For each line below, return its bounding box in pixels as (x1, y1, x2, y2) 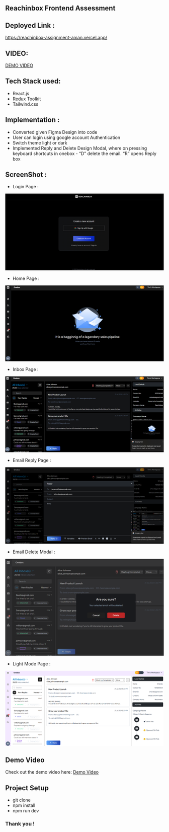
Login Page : (12, 184, 39, 190)
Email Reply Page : (12, 457, 51, 463)
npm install (12, 802, 36, 808)
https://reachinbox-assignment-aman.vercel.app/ (5, 35, 108, 41)
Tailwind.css (12, 101, 39, 107)
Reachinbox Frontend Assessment (5, 4, 116, 13)
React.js (12, 90, 30, 96)
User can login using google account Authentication (12, 134, 121, 140)
